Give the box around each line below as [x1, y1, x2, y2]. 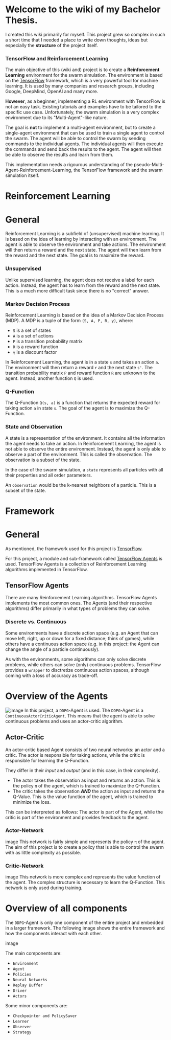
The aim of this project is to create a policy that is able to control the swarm [5, 844, 164, 850]
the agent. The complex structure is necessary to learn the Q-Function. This [5, 879, 165, 886]
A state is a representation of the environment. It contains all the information [5, 435, 165, 441]
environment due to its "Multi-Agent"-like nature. [5, 115, 108, 121]
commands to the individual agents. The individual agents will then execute [5, 141, 163, 147]
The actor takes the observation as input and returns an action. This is [12, 777, 161, 783]
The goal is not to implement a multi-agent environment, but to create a [5, 124, 156, 131]
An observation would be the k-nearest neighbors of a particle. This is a [5, 482, 157, 488]
